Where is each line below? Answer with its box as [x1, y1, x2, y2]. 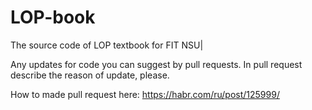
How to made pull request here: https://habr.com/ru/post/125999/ [10, 88, 280, 100]
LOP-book [10, 6, 96, 29]
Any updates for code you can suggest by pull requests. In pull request [10, 58, 303, 70]
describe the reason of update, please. [10, 69, 170, 81]
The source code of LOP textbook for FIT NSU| [10, 39, 204, 51]
